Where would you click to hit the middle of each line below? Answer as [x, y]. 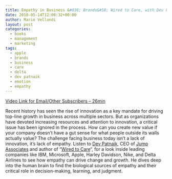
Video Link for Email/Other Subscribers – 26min [56, 101]
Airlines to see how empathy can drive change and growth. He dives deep [83, 160]
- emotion [20, 82]
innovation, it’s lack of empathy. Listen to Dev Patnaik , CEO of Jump [77, 144]
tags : [11, 48]
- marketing [23, 44]
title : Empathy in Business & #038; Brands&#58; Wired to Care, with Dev [84, 10]
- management [24, 39]
